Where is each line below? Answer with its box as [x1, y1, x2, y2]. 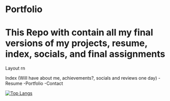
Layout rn [5, 65, 25, 72]
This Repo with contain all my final [5, 27, 154, 39]
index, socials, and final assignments [5, 48, 165, 60]
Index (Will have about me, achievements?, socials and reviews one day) [5, 75, 157, 81]
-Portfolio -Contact [23, 80, 64, 87]
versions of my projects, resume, [5, 38, 148, 49]
